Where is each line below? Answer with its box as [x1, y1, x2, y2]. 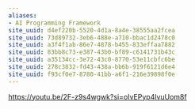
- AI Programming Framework [8, 19, 101, 27]
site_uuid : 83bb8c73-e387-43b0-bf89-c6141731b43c [8, 48, 176, 56]
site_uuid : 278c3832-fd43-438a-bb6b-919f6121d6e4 [8, 63, 176, 71]
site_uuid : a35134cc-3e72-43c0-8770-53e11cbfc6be [8, 56, 176, 64]
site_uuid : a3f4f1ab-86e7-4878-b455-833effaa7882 [8, 41, 176, 49]
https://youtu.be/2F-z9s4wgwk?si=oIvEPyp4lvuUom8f [8, 92, 188, 101]
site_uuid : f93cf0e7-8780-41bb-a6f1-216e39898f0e [8, 70, 176, 78]
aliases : [8, 11, 37, 20]
